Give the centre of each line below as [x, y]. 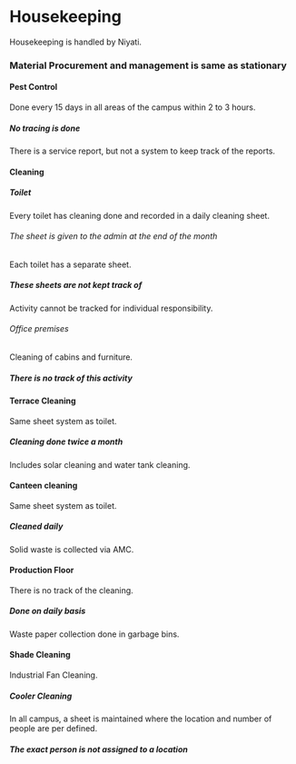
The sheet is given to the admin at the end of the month [113, 236]
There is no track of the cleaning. [71, 590]
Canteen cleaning [44, 486]
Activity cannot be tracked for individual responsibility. [111, 308]
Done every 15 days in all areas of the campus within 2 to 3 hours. [133, 107]
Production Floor [42, 571]
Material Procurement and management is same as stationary [148, 65]
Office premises [39, 329]
